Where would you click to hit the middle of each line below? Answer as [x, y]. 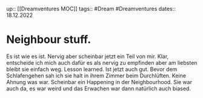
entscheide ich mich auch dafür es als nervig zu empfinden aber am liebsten [102, 62]
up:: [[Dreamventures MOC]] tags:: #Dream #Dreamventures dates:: [91, 9]
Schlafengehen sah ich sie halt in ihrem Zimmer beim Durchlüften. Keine [96, 76]
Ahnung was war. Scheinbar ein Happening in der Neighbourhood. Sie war [99, 82]
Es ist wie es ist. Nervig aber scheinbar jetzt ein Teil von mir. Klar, [88, 56]
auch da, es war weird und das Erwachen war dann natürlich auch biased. [98, 88]
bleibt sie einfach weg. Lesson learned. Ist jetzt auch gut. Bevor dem [92, 69]
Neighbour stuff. [49, 40]
